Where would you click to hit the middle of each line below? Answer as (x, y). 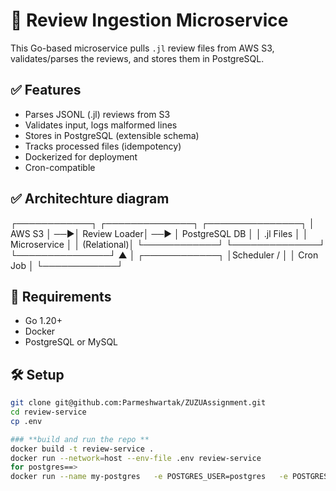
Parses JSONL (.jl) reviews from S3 (97, 114)
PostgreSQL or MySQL (71, 342)
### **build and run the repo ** (80, 439)
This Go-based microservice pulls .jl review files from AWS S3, (142, 48)
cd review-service (48, 412)
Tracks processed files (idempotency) (103, 146)
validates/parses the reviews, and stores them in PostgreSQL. (137, 58)
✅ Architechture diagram (90, 199)
